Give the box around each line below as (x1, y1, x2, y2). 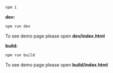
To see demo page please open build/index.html (5, 61, 108, 68)
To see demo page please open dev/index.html (5, 33, 105, 39)
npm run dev (5, 23, 30, 29)
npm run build (5, 52, 35, 58)
